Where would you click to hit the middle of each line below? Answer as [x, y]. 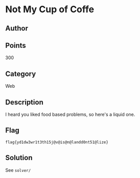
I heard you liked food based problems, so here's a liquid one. [70, 115]
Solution [19, 158]
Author [17, 28]
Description [24, 102]
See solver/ [18, 170]
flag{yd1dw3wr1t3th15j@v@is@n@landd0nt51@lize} [57, 142]
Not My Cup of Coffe [50, 9]
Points [16, 45]
